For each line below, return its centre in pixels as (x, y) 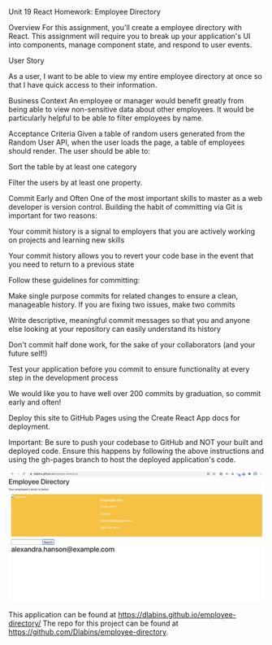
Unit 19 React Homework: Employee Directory (84, 12)
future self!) (28, 353)
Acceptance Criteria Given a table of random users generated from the (127, 134)
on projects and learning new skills (67, 240)
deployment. (29, 427)
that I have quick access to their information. (83, 85)
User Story (26, 61)
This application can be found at (62, 615)
